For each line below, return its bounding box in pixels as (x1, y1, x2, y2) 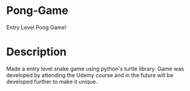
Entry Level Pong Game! (6, 24, 67, 31)
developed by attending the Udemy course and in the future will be (6, 71, 174, 79)
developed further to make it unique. (6, 78, 98, 85)
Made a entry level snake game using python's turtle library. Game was (6, 65, 184, 72)
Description (6, 45, 67, 59)
